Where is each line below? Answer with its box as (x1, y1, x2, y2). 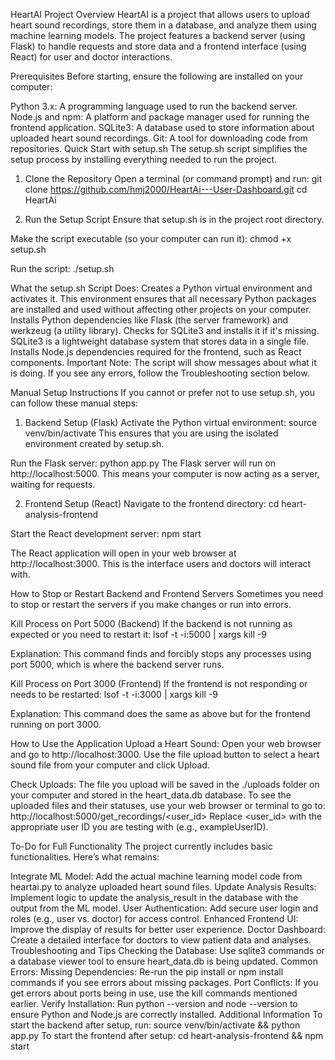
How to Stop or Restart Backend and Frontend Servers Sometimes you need (10, 588, 324, 599)
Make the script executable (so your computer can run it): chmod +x (10, 233, 292, 244)
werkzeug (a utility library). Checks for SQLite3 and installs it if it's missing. (10, 325, 320, 336)
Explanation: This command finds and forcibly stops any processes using (10, 648, 312, 659)
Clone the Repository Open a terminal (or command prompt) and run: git (24, 173, 323, 184)
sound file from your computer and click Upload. (10, 759, 210, 771)
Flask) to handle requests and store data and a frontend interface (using (10, 40, 307, 52)
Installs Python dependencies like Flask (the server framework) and (10, 314, 288, 326)
